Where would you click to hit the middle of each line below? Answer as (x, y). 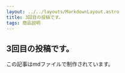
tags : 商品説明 (23, 23)
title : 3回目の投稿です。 (35, 17)
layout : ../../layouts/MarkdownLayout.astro (63, 12)
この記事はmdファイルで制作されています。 (60, 64)
